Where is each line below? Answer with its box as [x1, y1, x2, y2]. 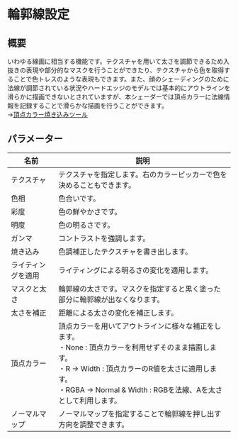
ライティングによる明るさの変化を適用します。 [58, 265, 213, 275]
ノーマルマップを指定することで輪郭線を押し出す [58, 409, 222, 418]
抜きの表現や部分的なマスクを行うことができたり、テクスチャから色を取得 [7, 66, 225, 74]
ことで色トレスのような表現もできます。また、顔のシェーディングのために [13, 75, 229, 83]
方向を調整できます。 [58, 419, 129, 429]
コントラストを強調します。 [58, 233, 150, 243]
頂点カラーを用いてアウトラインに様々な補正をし [58, 321, 222, 330]
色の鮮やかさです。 [58, 206, 122, 216]
